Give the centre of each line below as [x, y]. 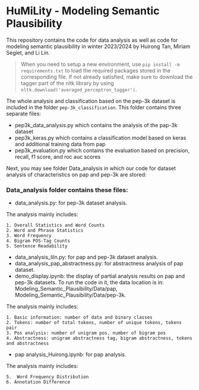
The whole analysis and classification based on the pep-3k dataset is [91, 101]
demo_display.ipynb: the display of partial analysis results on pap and [100, 276]
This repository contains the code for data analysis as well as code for [92, 40]
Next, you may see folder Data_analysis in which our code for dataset [91, 168]
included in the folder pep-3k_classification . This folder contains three [94, 107]
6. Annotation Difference [38, 382]
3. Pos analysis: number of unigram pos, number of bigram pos [86, 333]
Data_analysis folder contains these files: [67, 190]
